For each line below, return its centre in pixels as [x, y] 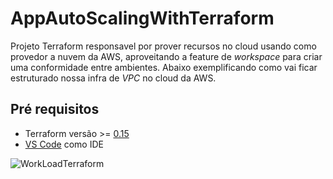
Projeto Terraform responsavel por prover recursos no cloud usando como [163, 46]
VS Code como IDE [64, 144]
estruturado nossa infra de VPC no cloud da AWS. [113, 78]
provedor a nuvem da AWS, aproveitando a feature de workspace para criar [166, 56]
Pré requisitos [55, 109]
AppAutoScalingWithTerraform [142, 18]
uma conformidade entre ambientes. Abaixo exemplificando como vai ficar [164, 67]
